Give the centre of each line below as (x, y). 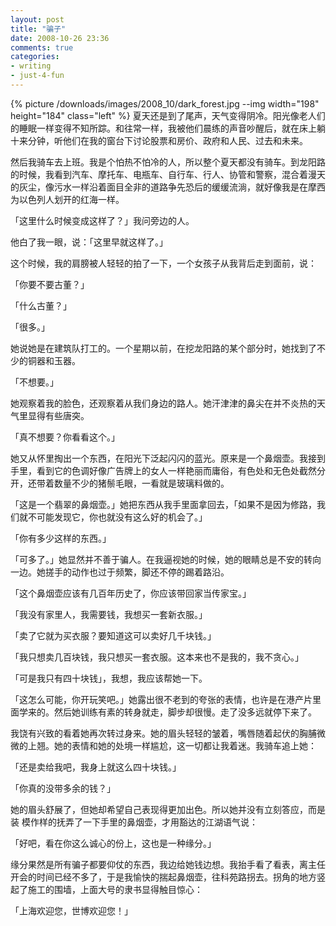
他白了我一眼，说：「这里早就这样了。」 (89, 242)
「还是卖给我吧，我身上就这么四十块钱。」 (96, 767)
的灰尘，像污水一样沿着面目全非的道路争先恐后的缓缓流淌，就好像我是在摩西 (168, 187)
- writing (31, 66)
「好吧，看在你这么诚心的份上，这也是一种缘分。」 (113, 843)
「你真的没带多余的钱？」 (63, 788)
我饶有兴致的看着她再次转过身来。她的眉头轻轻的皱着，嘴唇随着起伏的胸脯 (163, 733)
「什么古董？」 (41, 305)
